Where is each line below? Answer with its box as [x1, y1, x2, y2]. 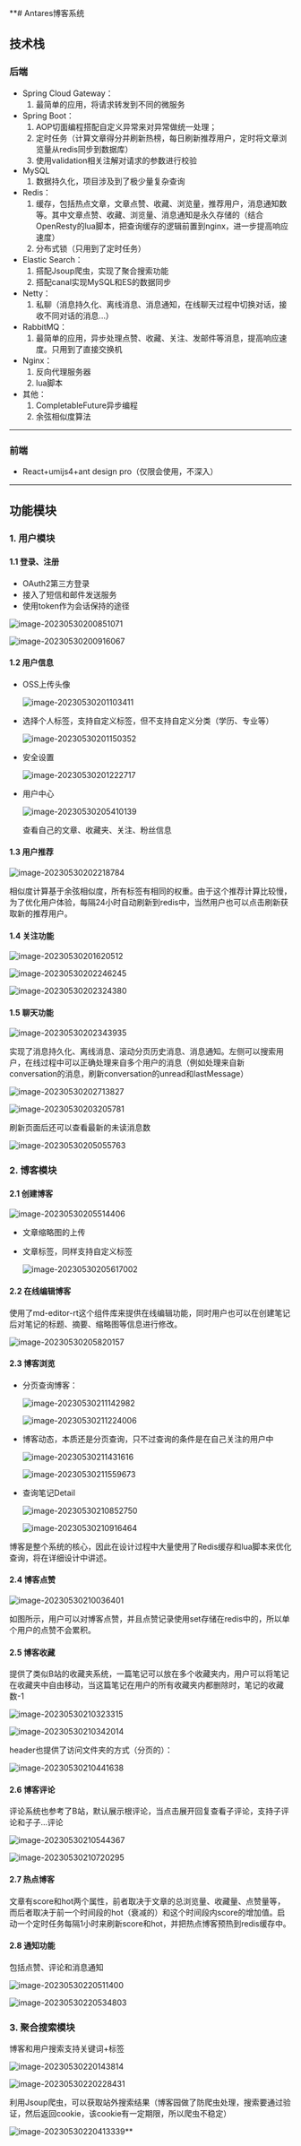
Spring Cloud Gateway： [21, 88, 114, 99]
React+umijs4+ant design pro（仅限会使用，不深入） [21, 465, 219, 477]
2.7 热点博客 [9, 1874, 56, 1885]
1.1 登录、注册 [9, 556, 60, 567]
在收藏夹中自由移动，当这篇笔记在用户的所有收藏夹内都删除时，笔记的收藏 [9, 1680, 284, 1691]
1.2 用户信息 [9, 657, 54, 668]
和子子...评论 [16, 1817, 64, 1828]
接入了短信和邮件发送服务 [21, 589, 117, 600]
